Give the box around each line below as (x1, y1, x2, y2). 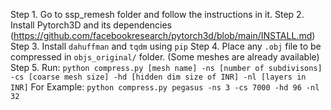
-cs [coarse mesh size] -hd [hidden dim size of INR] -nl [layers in (10, 72, 307, 82)
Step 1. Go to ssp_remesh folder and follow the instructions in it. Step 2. (10, 9, 305, 20)
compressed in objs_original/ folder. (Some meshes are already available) (10, 51, 320, 63)
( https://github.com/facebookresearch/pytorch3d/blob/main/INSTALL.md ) (10, 30, 316, 41)
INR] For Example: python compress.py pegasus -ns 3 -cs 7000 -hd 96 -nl (10, 81, 320, 93)
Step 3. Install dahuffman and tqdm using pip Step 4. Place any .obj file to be (10, 40, 322, 52)
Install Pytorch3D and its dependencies (10, 19, 172, 31)
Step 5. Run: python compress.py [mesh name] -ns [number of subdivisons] (10, 62, 323, 73)
